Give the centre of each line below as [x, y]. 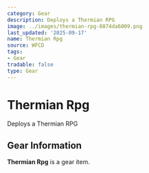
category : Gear [29, 13]
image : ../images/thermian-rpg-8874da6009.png [75, 26]
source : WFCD [26, 45]
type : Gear [23, 71]
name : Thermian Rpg [35, 39]
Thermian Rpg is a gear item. [49, 162]
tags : [15, 52]
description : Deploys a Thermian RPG [61, 20]
